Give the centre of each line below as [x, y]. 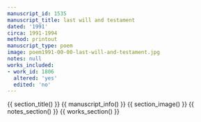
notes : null [24, 59]
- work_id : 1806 [31, 71]
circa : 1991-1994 [32, 33]
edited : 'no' [32, 85]
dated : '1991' [28, 26]
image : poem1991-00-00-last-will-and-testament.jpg [83, 53]
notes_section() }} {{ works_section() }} [63, 112]
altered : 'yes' [35, 78]
